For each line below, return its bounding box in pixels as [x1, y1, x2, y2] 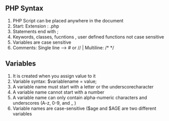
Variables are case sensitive [12, 39, 72, 45]
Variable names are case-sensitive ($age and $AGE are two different [12, 105, 156, 111]
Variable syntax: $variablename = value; [12, 78, 97, 84]
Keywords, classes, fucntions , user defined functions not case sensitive [12, 34, 164, 40]
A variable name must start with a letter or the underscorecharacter [12, 83, 154, 89]
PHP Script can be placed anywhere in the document [12, 17, 124, 23]
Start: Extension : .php [12, 23, 59, 29]
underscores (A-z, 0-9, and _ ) [12, 100, 76, 106]
